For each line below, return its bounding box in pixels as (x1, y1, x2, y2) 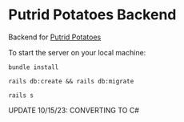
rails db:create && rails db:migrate (8, 77, 134, 85)
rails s (8, 91, 34, 100)
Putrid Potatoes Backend (8, 6, 177, 24)
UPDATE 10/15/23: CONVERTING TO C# (8, 105, 140, 115)
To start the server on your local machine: (8, 47, 146, 57)
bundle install (8, 63, 59, 71)
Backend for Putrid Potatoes (8, 32, 102, 42)
